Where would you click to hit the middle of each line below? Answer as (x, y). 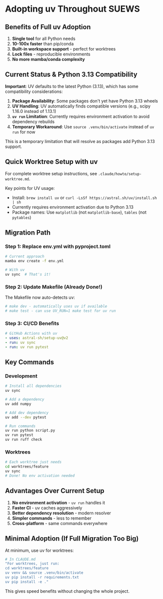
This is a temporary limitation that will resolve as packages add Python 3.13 (80, 141)
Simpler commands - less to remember (52, 518)
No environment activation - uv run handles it (58, 503)
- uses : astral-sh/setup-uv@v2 (37, 338)
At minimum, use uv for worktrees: (40, 550)
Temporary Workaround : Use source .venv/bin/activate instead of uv (83, 127)
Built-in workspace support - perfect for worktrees (64, 49)
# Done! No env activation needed (40, 476)
